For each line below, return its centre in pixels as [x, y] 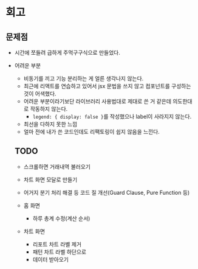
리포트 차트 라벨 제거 [57, 244]
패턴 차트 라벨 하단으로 [60, 252]
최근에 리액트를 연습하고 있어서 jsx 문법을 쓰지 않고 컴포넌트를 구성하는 [107, 86]
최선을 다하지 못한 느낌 [50, 124]
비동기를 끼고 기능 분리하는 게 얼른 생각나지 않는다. [84, 79]
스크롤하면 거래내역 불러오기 [57, 166]
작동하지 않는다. [49, 109]
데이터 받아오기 [51, 259]
